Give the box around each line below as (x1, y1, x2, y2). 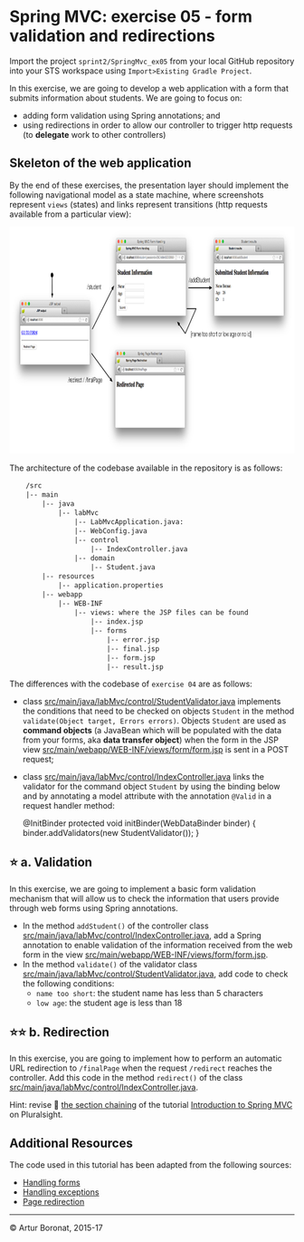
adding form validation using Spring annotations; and (22, 110, 221, 121)
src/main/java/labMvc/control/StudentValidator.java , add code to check (22, 968, 289, 979)
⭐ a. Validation (9, 855, 93, 870)
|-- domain (73, 553, 116, 563)
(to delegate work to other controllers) (22, 129, 166, 140)
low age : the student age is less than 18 (35, 997, 183, 1008)
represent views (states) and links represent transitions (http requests (9, 199, 269, 209)
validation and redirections (9, 25, 215, 46)
